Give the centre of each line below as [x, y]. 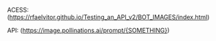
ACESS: [18, 10]
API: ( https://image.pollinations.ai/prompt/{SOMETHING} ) [88, 30]
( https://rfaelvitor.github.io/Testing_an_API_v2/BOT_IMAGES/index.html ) [108, 17]
